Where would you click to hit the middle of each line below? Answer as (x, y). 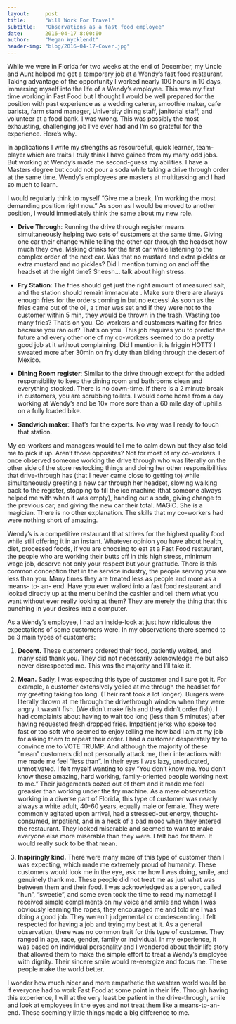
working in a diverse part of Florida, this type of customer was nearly (117, 799)
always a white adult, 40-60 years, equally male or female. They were (118, 806)
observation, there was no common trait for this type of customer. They (121, 932)
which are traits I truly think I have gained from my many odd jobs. (123, 155)
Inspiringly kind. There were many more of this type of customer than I (121, 857)
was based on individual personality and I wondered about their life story (123, 947)
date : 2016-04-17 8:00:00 (54, 33)
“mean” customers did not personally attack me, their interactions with (119, 754)
